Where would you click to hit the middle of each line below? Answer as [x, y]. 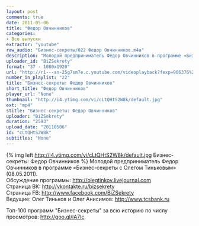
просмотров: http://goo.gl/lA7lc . [46, 217]
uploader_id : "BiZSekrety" [39, 61]
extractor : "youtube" [33, 45]
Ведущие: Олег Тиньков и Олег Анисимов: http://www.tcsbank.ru [88, 199]
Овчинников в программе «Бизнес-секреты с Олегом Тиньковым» [91, 167]
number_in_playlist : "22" [38, 78]
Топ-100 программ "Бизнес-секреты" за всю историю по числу [87, 210]
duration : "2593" [28, 122]
